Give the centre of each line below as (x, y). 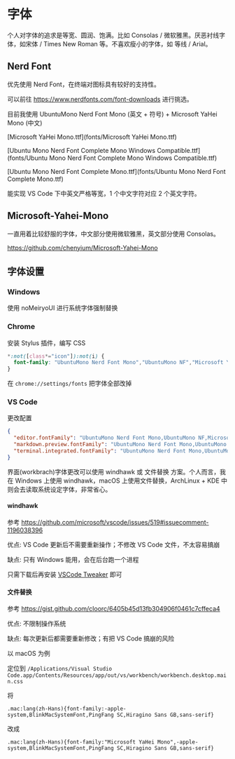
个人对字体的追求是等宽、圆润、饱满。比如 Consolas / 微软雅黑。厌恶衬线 (113, 35)
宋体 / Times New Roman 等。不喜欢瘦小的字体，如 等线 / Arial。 (119, 43)
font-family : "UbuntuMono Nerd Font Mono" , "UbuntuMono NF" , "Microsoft (119, 363)
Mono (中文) (25, 123)
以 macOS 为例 (29, 654)
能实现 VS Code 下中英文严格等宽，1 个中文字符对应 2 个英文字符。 (104, 193)
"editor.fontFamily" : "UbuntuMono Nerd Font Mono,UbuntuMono (105, 438)
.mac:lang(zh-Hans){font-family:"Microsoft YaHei (81, 742)
